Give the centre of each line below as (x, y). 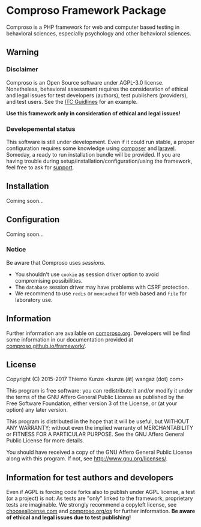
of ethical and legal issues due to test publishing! (69, 517)
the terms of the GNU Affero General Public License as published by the (95, 397)
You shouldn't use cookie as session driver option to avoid (87, 274)
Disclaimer (22, 70)
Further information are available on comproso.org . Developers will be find (98, 333)
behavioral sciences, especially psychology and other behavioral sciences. (99, 33)
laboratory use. (34, 300)
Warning (22, 53)
